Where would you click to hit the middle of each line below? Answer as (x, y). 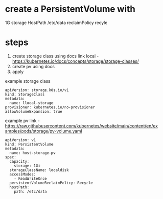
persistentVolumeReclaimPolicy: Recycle (51, 183)
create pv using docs (33, 66)
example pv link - (23, 121)
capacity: (19, 161)
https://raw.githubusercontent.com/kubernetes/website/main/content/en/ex (81, 125)
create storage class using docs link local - (55, 56)
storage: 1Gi (27, 166)
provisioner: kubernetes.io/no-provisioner (50, 107)
